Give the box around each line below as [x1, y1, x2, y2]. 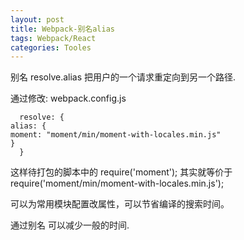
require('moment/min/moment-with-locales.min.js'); [10, 177, 225, 190]
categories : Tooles [10, 42, 92, 53]
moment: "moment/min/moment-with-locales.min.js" [10, 130, 222, 140]
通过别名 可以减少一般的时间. [10, 219, 130, 231]
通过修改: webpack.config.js [10, 92, 127, 105]
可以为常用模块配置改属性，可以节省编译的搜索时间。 [10, 198, 230, 210]
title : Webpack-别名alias [10, 24, 115, 34]
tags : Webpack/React [10, 33, 97, 43]
